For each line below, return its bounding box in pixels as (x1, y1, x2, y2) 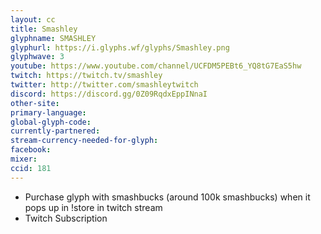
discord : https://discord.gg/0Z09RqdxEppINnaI (10, 89, 208, 99)
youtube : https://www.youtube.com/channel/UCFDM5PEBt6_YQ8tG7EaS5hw (10, 61, 302, 71)
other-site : (10, 98, 60, 108)
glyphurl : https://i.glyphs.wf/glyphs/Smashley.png (10, 42, 230, 53)
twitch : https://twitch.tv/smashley (10, 71, 163, 81)
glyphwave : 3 (10, 52, 65, 62)
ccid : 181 (10, 163, 52, 173)
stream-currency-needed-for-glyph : (10, 136, 159, 146)
